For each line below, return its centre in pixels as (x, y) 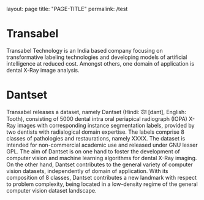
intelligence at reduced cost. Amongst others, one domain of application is (100, 63)
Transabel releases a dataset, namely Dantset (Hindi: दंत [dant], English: (96, 112)
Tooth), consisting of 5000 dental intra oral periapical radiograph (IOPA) (97, 118)
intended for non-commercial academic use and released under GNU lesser (102, 145)
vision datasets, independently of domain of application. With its (87, 171)
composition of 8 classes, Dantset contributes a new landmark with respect (102, 177)
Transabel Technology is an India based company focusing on (85, 50)
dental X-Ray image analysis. (43, 70)
